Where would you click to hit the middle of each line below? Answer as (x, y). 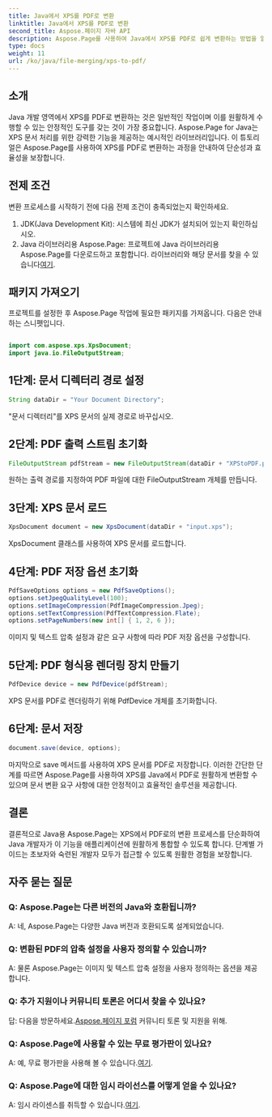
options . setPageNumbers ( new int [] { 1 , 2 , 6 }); (92, 620)
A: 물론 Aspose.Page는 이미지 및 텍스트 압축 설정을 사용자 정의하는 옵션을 (125, 968)
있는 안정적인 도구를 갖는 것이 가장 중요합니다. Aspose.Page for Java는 (145, 127)
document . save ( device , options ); (65, 748)
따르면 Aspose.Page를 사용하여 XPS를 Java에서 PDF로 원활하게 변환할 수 (140, 774)
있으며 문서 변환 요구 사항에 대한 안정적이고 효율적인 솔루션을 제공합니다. (123, 784)
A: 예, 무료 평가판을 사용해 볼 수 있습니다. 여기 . (81, 1063)
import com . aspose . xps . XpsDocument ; (70, 346)
